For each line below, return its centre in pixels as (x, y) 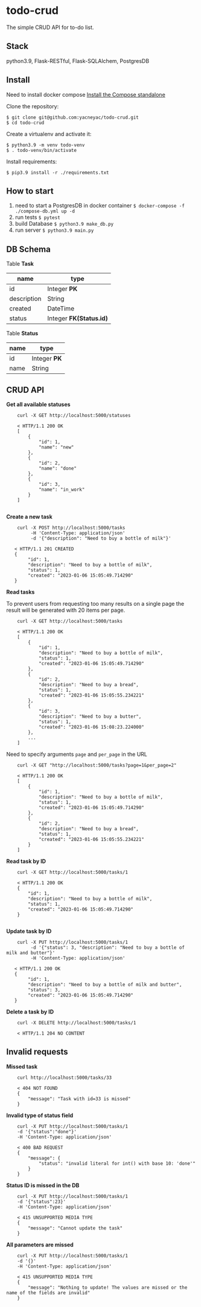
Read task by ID (26, 861)
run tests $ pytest (37, 217)
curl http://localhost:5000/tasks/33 (65, 1078)
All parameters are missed (40, 1245)
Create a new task (29, 517)
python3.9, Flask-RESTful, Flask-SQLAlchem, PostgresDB (78, 61)
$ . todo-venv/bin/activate (42, 150)
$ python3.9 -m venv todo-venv (46, 145)
